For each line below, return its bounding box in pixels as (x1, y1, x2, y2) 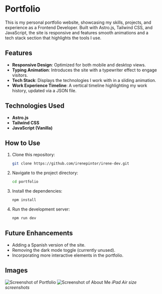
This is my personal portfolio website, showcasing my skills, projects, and (5, 19, 151, 25)
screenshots (5, 284, 30, 290)
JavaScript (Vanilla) (12, 125, 53, 131)
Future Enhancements (5, 229, 74, 237)
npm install (12, 197, 36, 202)
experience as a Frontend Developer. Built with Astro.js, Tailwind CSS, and (5, 24, 153, 30)
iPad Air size (111, 279, 137, 285)
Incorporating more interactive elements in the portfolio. (12, 252, 124, 258)
